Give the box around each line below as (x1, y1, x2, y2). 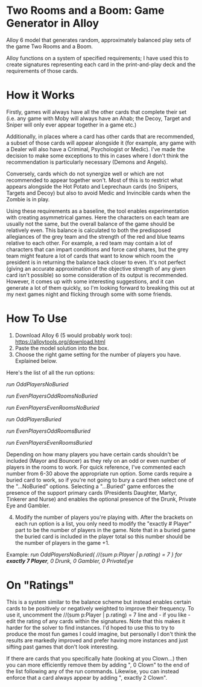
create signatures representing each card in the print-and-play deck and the (6, 61, 196, 68)
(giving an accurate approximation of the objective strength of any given (6, 265, 186, 272)
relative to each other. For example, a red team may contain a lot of (6, 239, 173, 246)
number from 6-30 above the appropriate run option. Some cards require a (6, 469, 192, 477)
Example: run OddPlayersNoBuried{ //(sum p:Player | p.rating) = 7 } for (6, 551, 183, 558)
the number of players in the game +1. (14, 539, 110, 546)
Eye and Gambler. (6, 501, 50, 509)
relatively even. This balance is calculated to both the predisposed (6, 227, 171, 234)
